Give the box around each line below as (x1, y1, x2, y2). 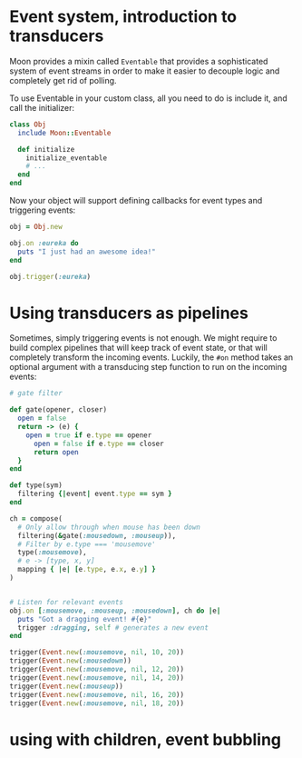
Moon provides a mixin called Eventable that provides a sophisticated (9, 55, 268, 66)
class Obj (9, 120, 47, 129)
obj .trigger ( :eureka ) (9, 272, 92, 281)
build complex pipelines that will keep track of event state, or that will (9, 343, 268, 354)
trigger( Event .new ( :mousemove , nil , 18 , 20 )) (9, 698, 184, 708)
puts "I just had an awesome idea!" (17, 247, 156, 256)
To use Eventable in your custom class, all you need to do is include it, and (9, 93, 287, 104)
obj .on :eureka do (9, 238, 79, 247)
